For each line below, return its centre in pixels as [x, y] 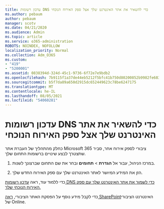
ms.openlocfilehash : [26, 78]
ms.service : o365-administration [39, 42]
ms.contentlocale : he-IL [30, 91]
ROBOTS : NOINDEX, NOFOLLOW [32, 46]
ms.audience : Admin [25, 32]
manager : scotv [20, 23]
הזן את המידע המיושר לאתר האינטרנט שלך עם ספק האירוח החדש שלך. [77, 173]
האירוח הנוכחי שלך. [23, 187]
